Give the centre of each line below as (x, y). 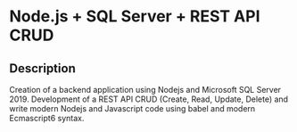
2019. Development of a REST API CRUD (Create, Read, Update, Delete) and (148, 99)
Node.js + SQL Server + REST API (135, 16)
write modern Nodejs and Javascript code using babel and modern (132, 108)
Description (42, 68)
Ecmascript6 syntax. (47, 118)
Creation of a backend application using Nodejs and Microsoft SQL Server (145, 90)
